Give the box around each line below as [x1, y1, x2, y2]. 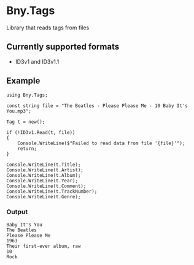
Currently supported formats [6, 42, 120, 52]
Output [6, 207, 28, 216]
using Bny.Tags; [6, 92, 48, 98]
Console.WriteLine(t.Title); [6, 162, 81, 168]
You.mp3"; [6, 108, 32, 114]
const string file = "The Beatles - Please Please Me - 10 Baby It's [6, 102, 188, 109]
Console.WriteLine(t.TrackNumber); [6, 188, 98, 195]
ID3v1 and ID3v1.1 [15, 58, 60, 65]
